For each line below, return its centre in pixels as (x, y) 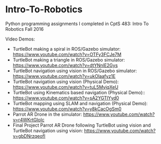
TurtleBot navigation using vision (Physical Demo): (66, 81)
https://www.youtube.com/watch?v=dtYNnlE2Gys (65, 65)
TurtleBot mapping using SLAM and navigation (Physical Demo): (80, 103)
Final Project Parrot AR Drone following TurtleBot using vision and (82, 125)
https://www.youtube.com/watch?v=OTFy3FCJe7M (67, 54)
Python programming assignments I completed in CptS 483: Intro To (77, 24)
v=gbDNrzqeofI (29, 136)
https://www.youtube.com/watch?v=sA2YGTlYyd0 (66, 98)
